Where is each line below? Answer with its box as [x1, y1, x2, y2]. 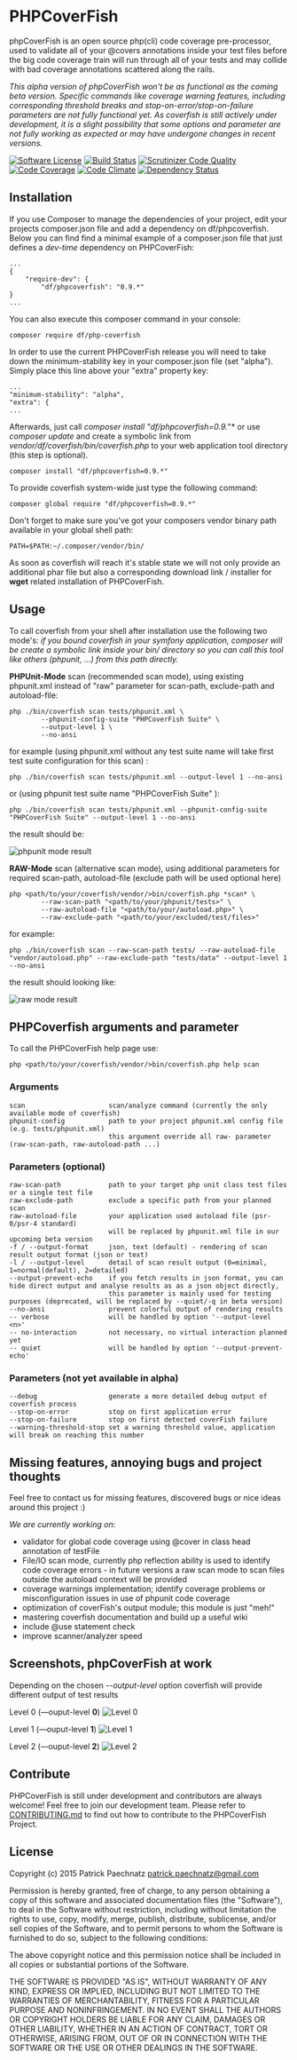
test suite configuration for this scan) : [9, 755, 149, 765]
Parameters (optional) [9, 1161, 106, 1173]
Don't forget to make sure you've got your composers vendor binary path [9, 515, 277, 526]
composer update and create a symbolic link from [9, 431, 191, 441]
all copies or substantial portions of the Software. [9, 1959, 189, 1969]
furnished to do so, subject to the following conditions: [9, 1932, 208, 1943]
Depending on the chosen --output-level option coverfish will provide [9, 1680, 263, 1691]
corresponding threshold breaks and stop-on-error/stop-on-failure [9, 99, 254, 110]
